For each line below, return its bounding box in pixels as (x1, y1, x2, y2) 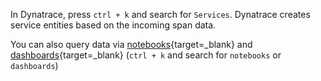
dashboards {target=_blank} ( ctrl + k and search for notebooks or (10, 49, 282, 61)
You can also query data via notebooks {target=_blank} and (10, 39, 253, 50)
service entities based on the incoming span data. (10, 19, 217, 31)
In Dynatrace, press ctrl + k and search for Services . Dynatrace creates (10, 9, 311, 20)
